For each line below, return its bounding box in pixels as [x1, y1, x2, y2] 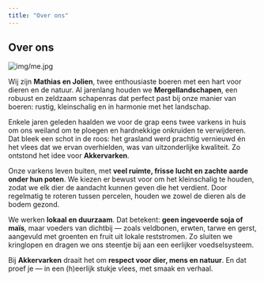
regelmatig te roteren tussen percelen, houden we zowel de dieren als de [8, 191, 247, 201]
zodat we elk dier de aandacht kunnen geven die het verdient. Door [8, 183, 228, 193]
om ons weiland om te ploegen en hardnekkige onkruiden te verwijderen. [8, 126, 247, 135]
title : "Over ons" [8, 11, 69, 20]
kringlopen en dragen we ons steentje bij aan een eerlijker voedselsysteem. [8, 240, 255, 249]
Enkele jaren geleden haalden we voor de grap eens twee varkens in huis [8, 118, 247, 127]
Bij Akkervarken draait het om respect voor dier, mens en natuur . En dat [8, 256, 247, 265]
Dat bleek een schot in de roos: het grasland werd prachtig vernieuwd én [8, 134, 246, 144]
